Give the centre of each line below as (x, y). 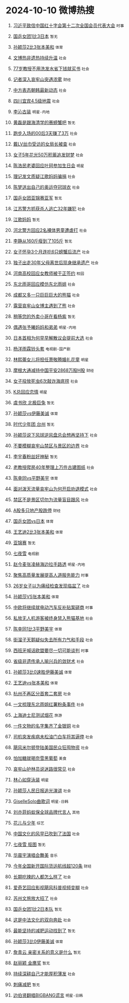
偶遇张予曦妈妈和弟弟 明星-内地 (45, 327)
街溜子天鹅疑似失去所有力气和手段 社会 (53, 639)
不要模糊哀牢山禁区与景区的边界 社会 (51, 445)
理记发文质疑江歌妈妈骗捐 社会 (44, 176)
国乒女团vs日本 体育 (33, 521)
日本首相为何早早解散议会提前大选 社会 (53, 338)
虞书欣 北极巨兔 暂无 (34, 402)
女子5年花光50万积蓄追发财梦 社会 (48, 155)
